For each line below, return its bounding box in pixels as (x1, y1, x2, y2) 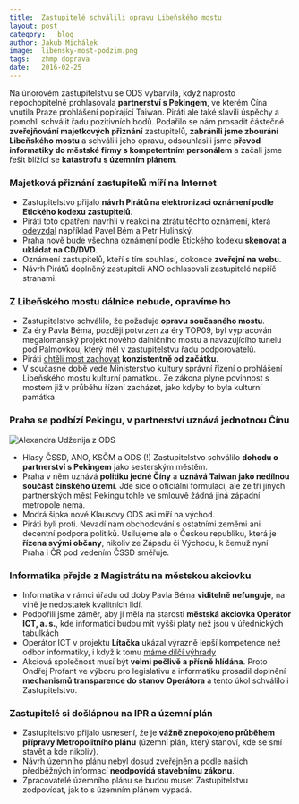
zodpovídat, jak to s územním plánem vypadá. (21, 784, 192, 795)
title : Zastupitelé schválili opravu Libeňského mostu (9, 13, 222, 22)
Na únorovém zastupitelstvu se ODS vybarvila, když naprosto (9, 87, 236, 98)
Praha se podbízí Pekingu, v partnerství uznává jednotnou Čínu (9, 414, 290, 426)
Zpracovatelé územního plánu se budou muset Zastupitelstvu (21, 775, 249, 786)
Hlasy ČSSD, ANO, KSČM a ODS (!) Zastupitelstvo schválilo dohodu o (21, 451, 279, 462)
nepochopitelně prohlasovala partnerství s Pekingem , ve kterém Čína (9, 97, 268, 107)
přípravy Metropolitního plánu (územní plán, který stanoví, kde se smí (21, 737, 283, 748)
